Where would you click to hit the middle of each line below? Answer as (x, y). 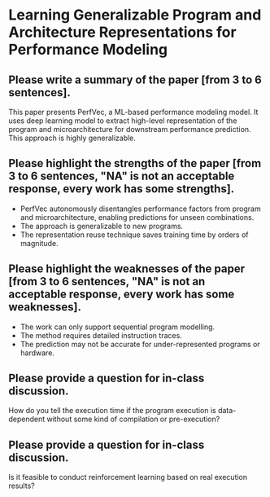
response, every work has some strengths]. (122, 189)
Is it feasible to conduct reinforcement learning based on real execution (128, 477)
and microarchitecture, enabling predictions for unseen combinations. (137, 217)
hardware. (37, 353)
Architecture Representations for (123, 32)
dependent (27, 419)
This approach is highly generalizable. (72, 138)
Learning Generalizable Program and (135, 15)
